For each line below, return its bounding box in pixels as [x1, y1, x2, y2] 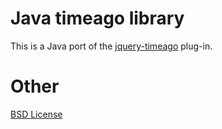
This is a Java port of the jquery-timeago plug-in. [10, 40, 213, 52]
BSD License [10, 108, 63, 120]
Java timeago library [10, 7, 185, 30]
